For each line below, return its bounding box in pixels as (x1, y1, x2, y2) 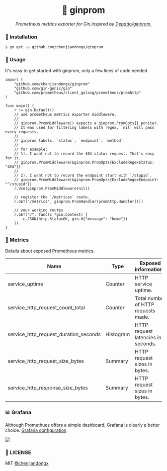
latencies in (135, 334, 162, 341)
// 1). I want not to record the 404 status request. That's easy (14, 151, 155, 156)
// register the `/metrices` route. (14, 194, 90, 199)
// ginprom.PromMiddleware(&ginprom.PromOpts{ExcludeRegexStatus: (14, 160, 155, 165)
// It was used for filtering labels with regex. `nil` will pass (14, 125, 155, 130)
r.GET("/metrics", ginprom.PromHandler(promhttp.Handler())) (14, 199, 143, 204)
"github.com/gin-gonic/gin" (14, 86, 72, 91)
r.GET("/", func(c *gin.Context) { (14, 212, 88, 217)
